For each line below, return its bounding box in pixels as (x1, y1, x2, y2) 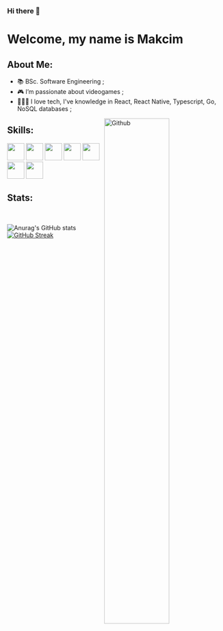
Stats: (7, 192, 34, 204)
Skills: (7, 125, 34, 136)
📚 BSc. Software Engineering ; (16, 77, 105, 85)
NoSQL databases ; (16, 104, 72, 112)
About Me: (7, 58, 53, 71)
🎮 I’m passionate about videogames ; (16, 87, 124, 95)
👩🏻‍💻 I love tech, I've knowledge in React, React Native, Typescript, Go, (16, 97, 217, 106)
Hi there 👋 (7, 6, 41, 16)
